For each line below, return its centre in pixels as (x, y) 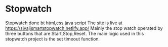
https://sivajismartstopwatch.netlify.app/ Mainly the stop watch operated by (84, 28)
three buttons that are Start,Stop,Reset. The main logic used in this (75, 33)
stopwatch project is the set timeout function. (53, 39)
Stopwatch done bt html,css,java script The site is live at (64, 23)
